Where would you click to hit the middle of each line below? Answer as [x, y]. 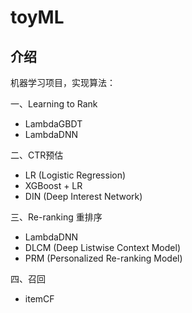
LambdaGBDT [53, 124]
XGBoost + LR [53, 185]
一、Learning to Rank [54, 104]
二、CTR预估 [37, 155]
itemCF [39, 299]
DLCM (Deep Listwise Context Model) [102, 247]
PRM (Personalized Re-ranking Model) [103, 258]
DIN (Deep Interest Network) [83, 196]
